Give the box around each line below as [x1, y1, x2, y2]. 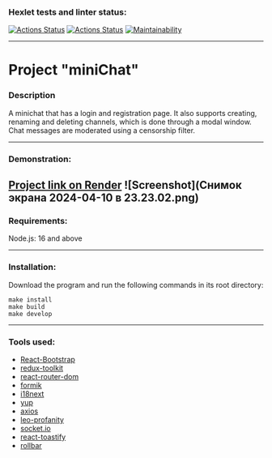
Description [8, 90, 56, 101]
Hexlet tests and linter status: [8, 6, 127, 18]
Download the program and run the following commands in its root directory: [8, 280, 264, 289]
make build [8, 302, 45, 310]
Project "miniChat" [8, 61, 139, 79]
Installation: [8, 262, 57, 273]
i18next [19, 388, 45, 399]
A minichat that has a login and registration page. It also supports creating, [8, 108, 257, 118]
